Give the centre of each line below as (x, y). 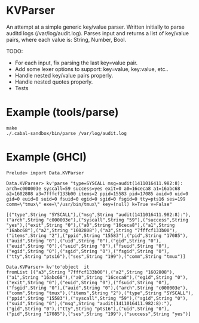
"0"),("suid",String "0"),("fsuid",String (100, 246)
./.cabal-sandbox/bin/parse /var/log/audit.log (67, 133)
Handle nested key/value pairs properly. (64, 75)
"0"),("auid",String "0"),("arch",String (101, 288)
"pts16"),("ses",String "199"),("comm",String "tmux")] (115, 256)
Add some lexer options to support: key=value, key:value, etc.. (91, 69)
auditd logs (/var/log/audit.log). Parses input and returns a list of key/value (98, 33)
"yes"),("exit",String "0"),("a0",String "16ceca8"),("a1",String (91, 225)
